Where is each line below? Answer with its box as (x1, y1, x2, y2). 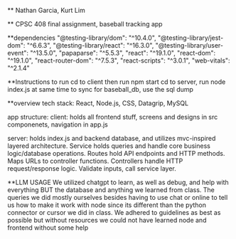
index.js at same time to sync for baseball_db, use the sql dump (7, 85, 194, 93)
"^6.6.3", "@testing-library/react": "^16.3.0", (26, 41, 154, 49)
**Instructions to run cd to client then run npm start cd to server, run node (7, 78, 226, 86)
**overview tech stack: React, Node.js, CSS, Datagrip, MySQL (7, 99, 189, 107)
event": (7, 49, 29, 57)
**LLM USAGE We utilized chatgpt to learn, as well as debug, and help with (7, 178, 229, 186)
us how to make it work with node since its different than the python (7, 201, 207, 209)
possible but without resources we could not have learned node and (7, 216, 207, 224)
